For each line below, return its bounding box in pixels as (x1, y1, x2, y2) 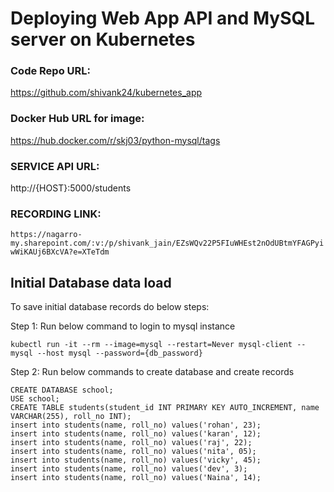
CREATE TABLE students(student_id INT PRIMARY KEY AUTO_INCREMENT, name (10, 403, 320, 413)
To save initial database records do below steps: (10, 301, 210, 313)
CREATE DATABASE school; (10, 385, 114, 396)
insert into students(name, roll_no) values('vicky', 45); (10, 455, 262, 466)
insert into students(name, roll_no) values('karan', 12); (10, 429, 262, 439)
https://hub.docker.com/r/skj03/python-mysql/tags (10, 134, 221, 146)
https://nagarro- (10, 230, 83, 240)
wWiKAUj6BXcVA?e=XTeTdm (10, 247, 110, 257)
